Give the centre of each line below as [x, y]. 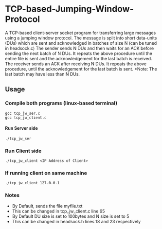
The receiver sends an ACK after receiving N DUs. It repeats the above [76, 64]
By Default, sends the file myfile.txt [47, 206]
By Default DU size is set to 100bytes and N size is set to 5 [71, 216]
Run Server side [21, 128]
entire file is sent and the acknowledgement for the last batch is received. [79, 58]
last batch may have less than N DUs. [43, 74]
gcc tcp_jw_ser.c [23, 113]
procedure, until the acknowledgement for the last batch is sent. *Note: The [81, 69]
